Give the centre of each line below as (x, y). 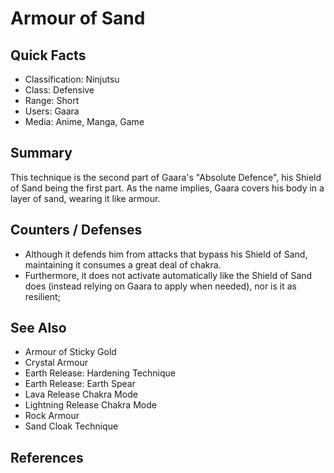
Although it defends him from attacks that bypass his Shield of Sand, (166, 254)
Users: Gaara (52, 111)
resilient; (42, 296)
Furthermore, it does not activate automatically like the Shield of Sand (168, 275)
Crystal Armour (56, 363)
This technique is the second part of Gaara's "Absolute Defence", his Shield (166, 177)
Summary (41, 153)
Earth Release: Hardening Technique (100, 373)
